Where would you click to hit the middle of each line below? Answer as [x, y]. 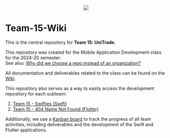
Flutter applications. [26, 130]
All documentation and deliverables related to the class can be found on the [85, 73]
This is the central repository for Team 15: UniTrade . [61, 42]
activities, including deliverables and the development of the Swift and [79, 124]
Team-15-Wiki [36, 28]
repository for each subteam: [36, 94]
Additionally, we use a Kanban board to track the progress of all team [78, 119]
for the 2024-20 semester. [33, 57]
